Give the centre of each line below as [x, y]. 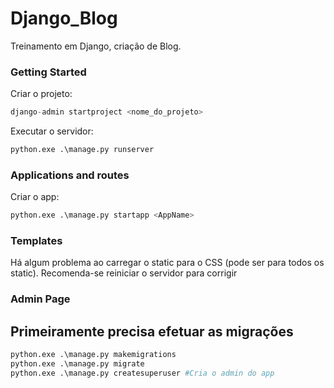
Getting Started [48, 72]
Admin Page [40, 299]
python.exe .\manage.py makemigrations [93, 355]
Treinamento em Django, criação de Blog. [96, 46]
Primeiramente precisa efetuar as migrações [152, 331]
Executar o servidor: [52, 131]
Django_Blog [64, 18]
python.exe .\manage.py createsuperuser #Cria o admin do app [142, 373]
